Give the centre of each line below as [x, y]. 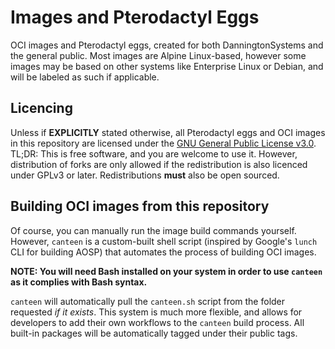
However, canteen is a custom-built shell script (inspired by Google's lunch [164, 241]
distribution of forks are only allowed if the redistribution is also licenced [159, 164]
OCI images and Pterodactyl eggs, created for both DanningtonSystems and [167, 45]
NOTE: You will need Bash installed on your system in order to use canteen [166, 271]
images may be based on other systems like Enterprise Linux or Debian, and [167, 66]
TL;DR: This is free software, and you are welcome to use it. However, [154, 153]
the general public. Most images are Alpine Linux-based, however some [158, 55]
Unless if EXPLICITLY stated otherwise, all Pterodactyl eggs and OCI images [168, 132]
